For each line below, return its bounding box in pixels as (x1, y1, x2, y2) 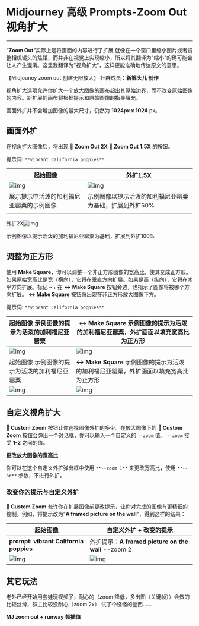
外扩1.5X (126, 171, 152, 179)
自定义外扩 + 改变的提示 (106, 526, 174, 534)
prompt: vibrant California (9, 537, 84, 545)
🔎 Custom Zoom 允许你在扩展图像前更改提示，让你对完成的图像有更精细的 (6, 503, 188, 510)
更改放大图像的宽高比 (6, 452, 58, 459)
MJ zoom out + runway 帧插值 (6, 614, 81, 621)
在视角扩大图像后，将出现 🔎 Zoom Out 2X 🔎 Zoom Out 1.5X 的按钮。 (6, 143, 174, 150)
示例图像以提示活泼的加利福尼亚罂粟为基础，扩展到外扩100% (6, 232, 155, 240)
